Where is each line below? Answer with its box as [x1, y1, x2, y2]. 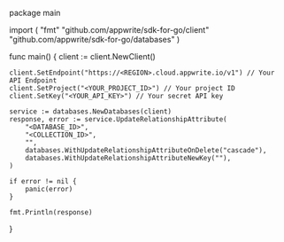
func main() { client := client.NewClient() [9, 51, 157, 61]
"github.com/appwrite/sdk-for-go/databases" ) [9, 35, 180, 44]
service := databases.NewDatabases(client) [9, 107, 173, 116]
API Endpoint [9, 76, 58, 85]
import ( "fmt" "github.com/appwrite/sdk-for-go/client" [9, 25, 210, 35]
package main [9, 8, 61, 18]
